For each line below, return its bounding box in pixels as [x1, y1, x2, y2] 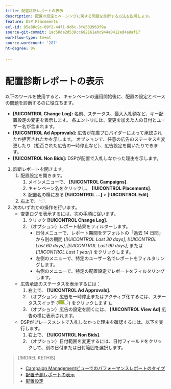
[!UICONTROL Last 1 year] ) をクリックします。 [35, 249, 134, 255]
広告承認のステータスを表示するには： [20, 280, 101, 287]
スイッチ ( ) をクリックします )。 [37, 300, 115, 306]
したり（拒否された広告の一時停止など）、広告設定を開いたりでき [17, 142, 154, 148]
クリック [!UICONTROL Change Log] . [28, 217, 107, 223]
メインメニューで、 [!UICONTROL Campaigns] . [28, 178, 128, 185]
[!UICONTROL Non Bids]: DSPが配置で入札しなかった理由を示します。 [12, 155, 161, 161]
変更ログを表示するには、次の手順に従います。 [20, 211, 119, 217]
